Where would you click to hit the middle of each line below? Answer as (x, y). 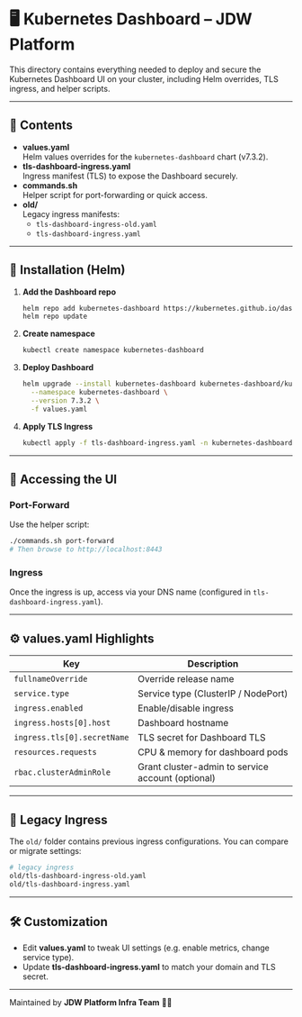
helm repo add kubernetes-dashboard (91, 308)
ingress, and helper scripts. (60, 88)
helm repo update (55, 317)
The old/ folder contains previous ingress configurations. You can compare (149, 841)
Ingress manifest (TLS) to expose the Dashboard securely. (130, 176)
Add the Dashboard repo (69, 292)
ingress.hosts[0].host (62, 723)
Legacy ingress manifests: (71, 213)
